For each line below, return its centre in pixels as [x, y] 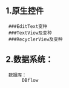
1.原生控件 [25, 11]
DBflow [30, 80]
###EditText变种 [28, 26]
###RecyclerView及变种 [35, 39]
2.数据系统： [30, 59]
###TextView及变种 [30, 33]
